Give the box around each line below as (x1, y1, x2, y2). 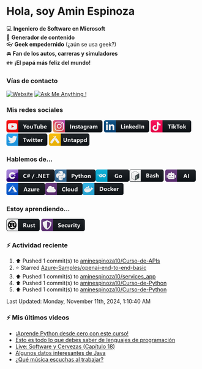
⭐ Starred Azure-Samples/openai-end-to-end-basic (15, 264, 147, 272)
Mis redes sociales (6, 106, 63, 114)
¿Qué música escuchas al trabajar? (15, 356, 104, 363)
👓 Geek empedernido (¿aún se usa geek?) (6, 40, 117, 48)
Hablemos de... (6, 155, 53, 163)
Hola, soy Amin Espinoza (6, 4, 135, 18)
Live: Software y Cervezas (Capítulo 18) (15, 343, 115, 350)
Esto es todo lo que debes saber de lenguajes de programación (15, 336, 176, 343)
